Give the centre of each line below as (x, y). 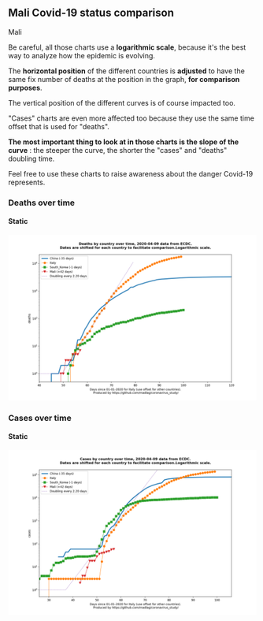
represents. (27, 182)
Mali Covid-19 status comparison (91, 13)
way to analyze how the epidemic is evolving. (82, 55)
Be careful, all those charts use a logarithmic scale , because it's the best (127, 47)
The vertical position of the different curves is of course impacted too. (122, 102)
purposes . (25, 87)
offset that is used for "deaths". (59, 126)
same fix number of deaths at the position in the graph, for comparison (124, 79)
